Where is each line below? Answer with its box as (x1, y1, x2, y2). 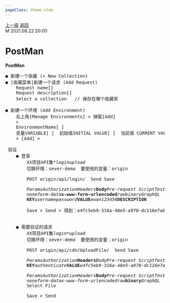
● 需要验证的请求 (16, 224, 53, 230)
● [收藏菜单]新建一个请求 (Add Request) (5, 79, 98, 85)
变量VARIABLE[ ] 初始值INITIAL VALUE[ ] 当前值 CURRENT (16, 130, 156, 136)
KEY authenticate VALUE (26, 262, 80, 268)
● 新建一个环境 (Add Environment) (5, 107, 86, 113)
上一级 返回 (5, 22, 29, 28)
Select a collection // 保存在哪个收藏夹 (16, 96, 118, 102)
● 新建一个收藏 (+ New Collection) (5, 73, 89, 79)
